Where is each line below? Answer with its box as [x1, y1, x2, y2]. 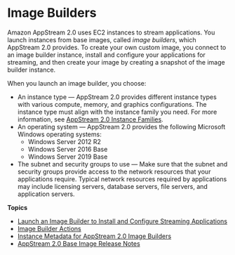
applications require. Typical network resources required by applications [17, 174, 227, 183]
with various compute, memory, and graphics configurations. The [17, 100, 207, 108]
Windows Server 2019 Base [27, 152, 108, 161]
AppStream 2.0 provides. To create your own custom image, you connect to [7, 43, 227, 51]
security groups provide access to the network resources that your [17, 167, 211, 176]
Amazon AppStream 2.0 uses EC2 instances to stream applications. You [7, 28, 215, 37]
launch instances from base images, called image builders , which [7, 35, 196, 44]
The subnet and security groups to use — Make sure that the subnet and [17, 159, 228, 168]
